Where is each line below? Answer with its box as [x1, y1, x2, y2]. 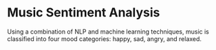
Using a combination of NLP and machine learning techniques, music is [7, 27, 210, 36]
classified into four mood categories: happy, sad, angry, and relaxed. [7, 34, 202, 42]
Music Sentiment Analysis [7, 5, 160, 21]
